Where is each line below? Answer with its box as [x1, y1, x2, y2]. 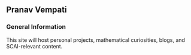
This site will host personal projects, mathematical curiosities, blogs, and [6, 36, 186, 44]
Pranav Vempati [6, 5, 67, 15]
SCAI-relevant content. [6, 42, 63, 50]
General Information [6, 23, 66, 31]
